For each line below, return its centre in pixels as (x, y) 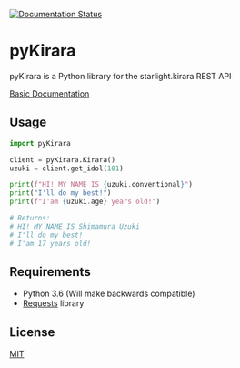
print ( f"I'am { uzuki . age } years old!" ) (85, 202)
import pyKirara (40, 143)
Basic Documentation (50, 93)
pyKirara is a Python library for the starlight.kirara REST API (120, 76)
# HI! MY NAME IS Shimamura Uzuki (75, 226)
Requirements (50, 272)
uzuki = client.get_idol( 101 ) (67, 169)
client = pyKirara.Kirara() (63, 159)
